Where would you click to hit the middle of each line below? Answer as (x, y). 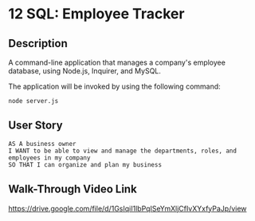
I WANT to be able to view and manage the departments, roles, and (123, 151)
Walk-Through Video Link (73, 189)
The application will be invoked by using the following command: (114, 86)
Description (38, 43)
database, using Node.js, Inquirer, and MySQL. (85, 71)
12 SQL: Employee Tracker (96, 14)
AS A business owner (43, 144)
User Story (35, 126)
